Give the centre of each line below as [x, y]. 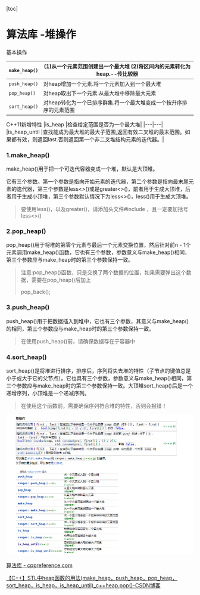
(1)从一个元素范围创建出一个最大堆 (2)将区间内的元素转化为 [117, 66]
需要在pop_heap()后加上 [61, 280]
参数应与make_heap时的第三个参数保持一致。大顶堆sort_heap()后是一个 [105, 385]
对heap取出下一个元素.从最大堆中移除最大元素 [100, 93]
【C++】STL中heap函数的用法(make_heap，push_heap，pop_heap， [92, 578]
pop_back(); [35, 292]
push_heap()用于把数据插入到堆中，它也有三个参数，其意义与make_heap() [98, 321]
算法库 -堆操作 [41, 35]
